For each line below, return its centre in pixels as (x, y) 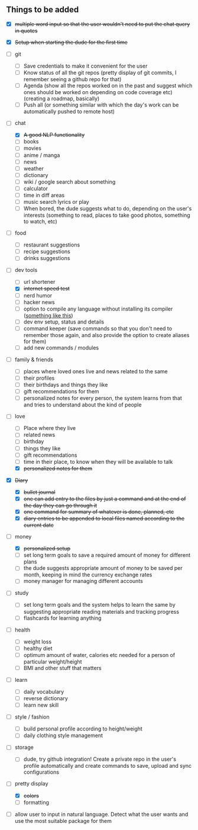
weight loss (38, 642)
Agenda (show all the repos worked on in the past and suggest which (108, 86)
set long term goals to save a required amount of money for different (107, 555)
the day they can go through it (60, 505)
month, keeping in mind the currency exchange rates (88, 575)
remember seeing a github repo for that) (72, 79)
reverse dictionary (46, 698)
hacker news (39, 302)
